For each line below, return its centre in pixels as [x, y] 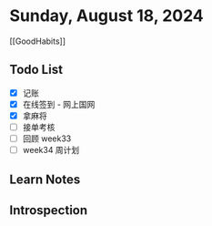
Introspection [49, 210]
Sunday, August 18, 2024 [107, 16]
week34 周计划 [51, 150]
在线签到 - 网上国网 [59, 104]
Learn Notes [45, 179]
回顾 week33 [47, 139]
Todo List [36, 70]
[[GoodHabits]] [38, 41]
